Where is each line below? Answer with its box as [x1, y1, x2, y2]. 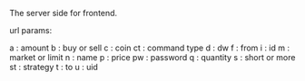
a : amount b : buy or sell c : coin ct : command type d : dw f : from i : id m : [9, 42, 290, 53]
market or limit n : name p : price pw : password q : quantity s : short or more [9, 52, 296, 62]
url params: [9, 25, 53, 35]
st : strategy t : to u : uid [9, 62, 98, 72]
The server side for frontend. [9, 8, 118, 18]
